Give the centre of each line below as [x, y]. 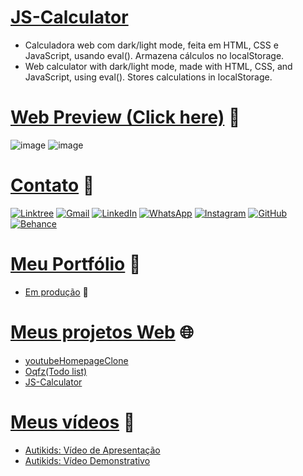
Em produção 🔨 [56, 292]
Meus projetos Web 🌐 [102, 332]
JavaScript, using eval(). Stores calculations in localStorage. [148, 77]
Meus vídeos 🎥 [73, 422]
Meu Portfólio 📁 [76, 264]
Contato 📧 [52, 185]
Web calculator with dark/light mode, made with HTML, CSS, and [158, 66]
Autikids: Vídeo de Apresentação [92, 450]
